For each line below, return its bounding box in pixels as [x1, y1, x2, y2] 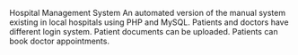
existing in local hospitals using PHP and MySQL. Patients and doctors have [9, 17, 289, 27]
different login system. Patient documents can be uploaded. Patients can [9, 27, 278, 36]
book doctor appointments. [9, 35, 110, 46]
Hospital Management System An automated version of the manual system [9, 8, 285, 18]
